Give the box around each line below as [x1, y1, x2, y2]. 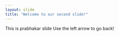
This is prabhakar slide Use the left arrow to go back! [5, 25, 114, 31]
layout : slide [5, 7, 35, 12]
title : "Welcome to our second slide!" [5, 12, 88, 17]
